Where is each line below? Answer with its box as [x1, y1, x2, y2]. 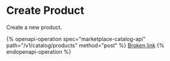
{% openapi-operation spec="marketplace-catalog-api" [6, 35, 146, 42]
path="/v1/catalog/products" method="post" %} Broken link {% [6, 42, 165, 49]
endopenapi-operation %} [6, 48, 71, 55]
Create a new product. [6, 24, 62, 31]
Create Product [6, 4, 85, 18]
